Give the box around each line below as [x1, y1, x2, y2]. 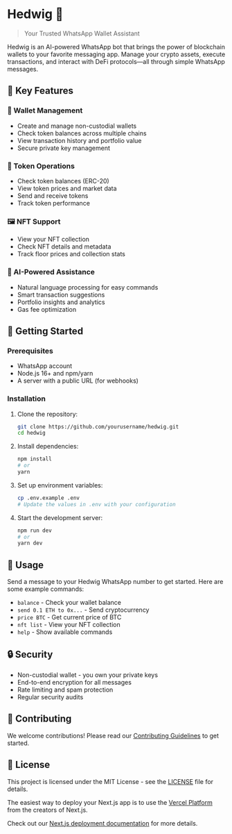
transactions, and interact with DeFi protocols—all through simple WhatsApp [7, 57, 225, 65]
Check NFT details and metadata [17, 242, 111, 251]
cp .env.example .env [17, 494, 80, 501]
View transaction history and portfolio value [17, 136, 142, 144]
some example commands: [7, 585, 84, 593]
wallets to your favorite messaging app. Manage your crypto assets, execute [7, 50, 226, 58]
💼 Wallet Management [7, 106, 83, 115]
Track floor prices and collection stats [17, 250, 126, 258]
